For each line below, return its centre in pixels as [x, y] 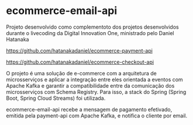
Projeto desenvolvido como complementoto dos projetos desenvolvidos [93, 27]
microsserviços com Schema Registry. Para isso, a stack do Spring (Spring [96, 92]
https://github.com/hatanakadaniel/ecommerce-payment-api [80, 50]
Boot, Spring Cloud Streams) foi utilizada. [56, 98]
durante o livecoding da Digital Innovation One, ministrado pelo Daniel [90, 33]
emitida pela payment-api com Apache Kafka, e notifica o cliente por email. [97, 116]
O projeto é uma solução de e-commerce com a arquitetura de [81, 73]
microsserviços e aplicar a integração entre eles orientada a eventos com [94, 79]
